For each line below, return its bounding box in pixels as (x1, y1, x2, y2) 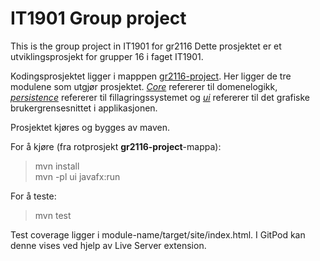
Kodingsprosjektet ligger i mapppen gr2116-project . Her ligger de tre (10, 70, 292, 82)
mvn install (34, 160, 80, 172)
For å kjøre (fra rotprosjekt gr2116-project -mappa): (10, 140, 222, 152)
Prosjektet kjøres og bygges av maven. (10, 121, 171, 133)
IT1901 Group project (10, 7, 187, 30)
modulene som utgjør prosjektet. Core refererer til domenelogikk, (10, 80, 278, 92)
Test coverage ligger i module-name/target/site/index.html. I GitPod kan (10, 228, 306, 241)
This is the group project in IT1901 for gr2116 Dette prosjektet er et (10, 40, 282, 52)
